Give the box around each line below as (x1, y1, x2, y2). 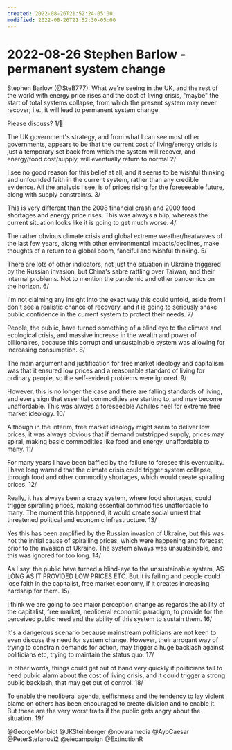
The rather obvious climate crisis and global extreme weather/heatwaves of (7, 232, 223, 240)
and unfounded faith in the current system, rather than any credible (7, 176, 199, 184)
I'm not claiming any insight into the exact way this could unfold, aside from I (7, 296, 226, 304)
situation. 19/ (7, 714, 44, 722)
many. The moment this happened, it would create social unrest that (7, 508, 202, 517)
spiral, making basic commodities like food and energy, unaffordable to (7, 438, 210, 446)
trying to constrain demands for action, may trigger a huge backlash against (7, 643, 224, 652)
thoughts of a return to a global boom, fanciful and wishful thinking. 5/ (7, 247, 207, 255)
